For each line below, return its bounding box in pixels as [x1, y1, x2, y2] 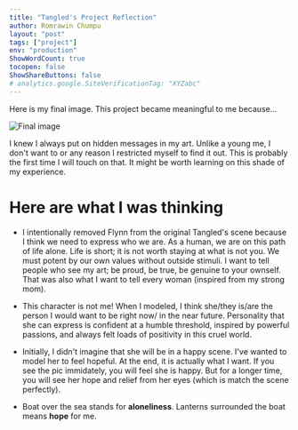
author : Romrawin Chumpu [9, 21, 101, 30]
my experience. [9, 166, 67, 177]
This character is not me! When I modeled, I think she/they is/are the [21, 300, 273, 311]
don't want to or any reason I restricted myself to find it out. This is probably [9, 147, 288, 158]
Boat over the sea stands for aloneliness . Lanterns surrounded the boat [21, 401, 286, 411]
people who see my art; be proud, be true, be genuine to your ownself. [21, 264, 282, 275]
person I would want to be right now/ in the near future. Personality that [21, 310, 285, 321]
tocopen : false [9, 63, 66, 72]
